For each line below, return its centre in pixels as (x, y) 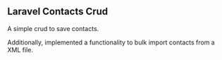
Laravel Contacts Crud (58, 12)
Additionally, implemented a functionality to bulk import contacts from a (111, 42)
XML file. (20, 49)
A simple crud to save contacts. (53, 28)
